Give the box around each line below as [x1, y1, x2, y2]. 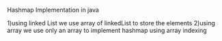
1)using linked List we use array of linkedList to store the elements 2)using [7, 19, 215, 27]
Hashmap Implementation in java [7, 6, 99, 14]
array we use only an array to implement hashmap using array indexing [7, 27, 207, 34]
